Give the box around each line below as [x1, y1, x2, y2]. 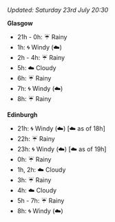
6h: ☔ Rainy [17, 74, 52, 82]
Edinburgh [7, 111, 38, 119]
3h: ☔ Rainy [17, 176, 52, 184]
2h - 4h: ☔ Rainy [17, 54, 65, 61]
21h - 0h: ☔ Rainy [17, 33, 67, 41]
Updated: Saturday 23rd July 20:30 [7, 6, 109, 14]
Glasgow [7, 19, 33, 27]
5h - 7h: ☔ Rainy [17, 197, 65, 205]
